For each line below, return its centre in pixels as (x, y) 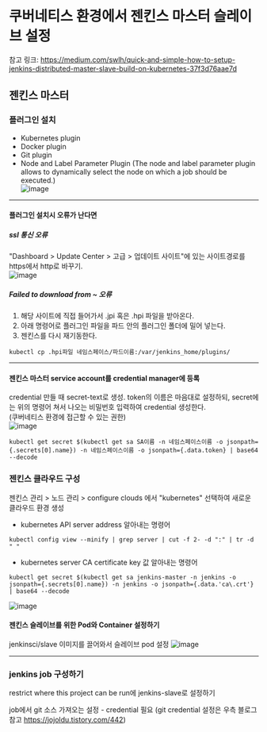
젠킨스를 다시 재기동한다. (59, 336)
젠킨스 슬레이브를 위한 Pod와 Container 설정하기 (84, 625)
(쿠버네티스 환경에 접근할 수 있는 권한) (67, 417)
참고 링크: (24, 60)
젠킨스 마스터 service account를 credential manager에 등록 (105, 378)
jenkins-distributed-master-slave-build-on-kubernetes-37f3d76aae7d (123, 68)
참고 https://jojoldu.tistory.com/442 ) (67, 720)
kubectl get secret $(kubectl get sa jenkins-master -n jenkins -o (123, 577)
